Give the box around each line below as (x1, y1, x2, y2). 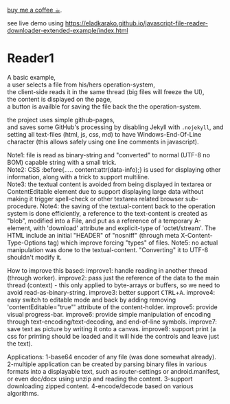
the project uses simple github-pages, (7, 115, 115, 124)
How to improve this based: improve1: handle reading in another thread (7, 266, 207, 274)
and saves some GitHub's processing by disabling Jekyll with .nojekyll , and (7, 123, 224, 131)
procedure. (7, 202, 39, 210)
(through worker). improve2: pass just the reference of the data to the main (7, 273, 220, 282)
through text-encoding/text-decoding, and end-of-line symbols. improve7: (7, 317, 218, 326)
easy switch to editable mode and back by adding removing (7, 295, 176, 304)
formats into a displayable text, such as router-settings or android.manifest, (7, 367, 220, 375)
